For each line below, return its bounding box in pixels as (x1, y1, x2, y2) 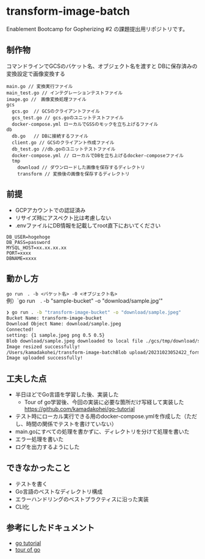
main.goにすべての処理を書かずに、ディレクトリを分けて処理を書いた (15, 428, 190, 435)
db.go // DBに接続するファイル (12, 133, 88, 139)
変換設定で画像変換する (6, 70, 65, 77)
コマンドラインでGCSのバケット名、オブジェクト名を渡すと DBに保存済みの (6, 62, 198, 70)
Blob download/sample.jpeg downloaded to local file (6, 338, 143, 344)
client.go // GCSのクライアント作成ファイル (12, 139, 115, 146)
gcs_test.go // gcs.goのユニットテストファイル (12, 114, 124, 120)
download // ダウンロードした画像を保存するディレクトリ (17, 164, 145, 171)
